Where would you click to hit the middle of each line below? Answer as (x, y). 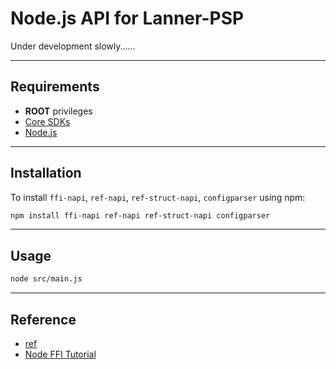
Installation (46, 173)
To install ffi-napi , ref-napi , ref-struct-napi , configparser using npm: (158, 197)
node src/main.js (46, 279)
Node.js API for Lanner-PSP (127, 18)
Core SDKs (47, 121)
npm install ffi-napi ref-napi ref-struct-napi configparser (140, 215)
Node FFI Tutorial (60, 354)
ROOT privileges (58, 111)
